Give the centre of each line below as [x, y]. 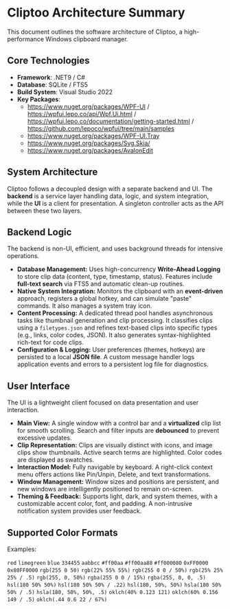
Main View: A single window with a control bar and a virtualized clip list [119, 423]
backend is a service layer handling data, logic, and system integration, [108, 196]
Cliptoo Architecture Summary [96, 13]
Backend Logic [39, 232]
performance [26, 39]
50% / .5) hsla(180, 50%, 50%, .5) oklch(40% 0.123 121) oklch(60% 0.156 [113, 592]
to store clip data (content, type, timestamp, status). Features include [115, 277]
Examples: [22, 549]
